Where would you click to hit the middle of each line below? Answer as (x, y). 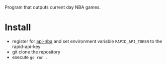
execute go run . (30, 57)
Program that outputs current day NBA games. (53, 7)
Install (18, 27)
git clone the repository (36, 51)
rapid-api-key (26, 46)
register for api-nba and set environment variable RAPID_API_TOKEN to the (87, 41)
